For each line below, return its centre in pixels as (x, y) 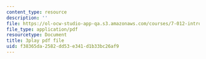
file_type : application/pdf (42, 29)
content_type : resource (37, 12)
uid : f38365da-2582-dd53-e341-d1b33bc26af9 (63, 47)
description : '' (27, 18)
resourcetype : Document (37, 35)
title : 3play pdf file (35, 41)
